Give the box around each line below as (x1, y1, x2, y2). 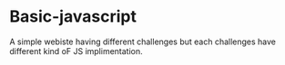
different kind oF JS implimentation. (9, 45, 143, 56)
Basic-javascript (9, 6, 137, 27)
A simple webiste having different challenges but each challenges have (9, 36, 276, 47)
